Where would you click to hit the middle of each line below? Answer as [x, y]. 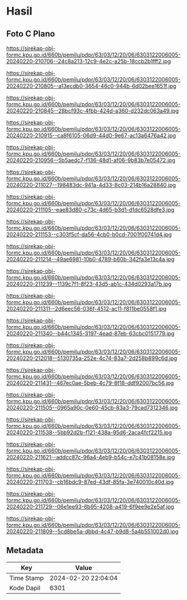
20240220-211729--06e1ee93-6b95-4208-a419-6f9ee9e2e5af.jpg [90, 506]
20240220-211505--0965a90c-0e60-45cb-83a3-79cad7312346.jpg [92, 408]
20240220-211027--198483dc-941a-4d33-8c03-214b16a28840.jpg [91, 185]
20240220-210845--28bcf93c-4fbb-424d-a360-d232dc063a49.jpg [93, 111]
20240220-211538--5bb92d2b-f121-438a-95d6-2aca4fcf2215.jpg [89, 432]
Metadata [25, 550]
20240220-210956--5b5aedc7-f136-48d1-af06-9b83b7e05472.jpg [91, 160]
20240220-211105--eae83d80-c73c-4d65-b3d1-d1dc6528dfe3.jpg [90, 210]
